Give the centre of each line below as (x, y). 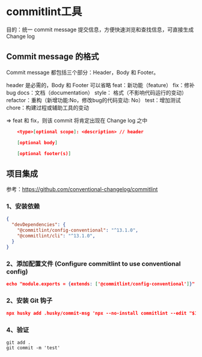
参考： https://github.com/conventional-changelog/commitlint (82, 189)
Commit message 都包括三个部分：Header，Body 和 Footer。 (83, 72)
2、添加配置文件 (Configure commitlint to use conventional (93, 263)
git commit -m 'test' (33, 348)
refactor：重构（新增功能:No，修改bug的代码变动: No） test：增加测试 (93, 100)
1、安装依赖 (23, 206)
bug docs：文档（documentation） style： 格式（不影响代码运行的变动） (97, 93)
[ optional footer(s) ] (44, 153)
